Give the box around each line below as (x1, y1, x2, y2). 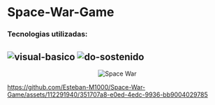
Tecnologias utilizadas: (7, 29, 88, 39)
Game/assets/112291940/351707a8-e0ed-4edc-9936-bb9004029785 (7, 90, 208, 99)
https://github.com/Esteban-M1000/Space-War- (7, 83, 146, 91)
